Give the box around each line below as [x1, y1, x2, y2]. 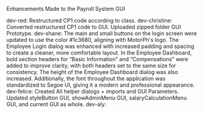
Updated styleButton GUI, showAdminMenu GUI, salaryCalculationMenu [6, 94, 187, 101]
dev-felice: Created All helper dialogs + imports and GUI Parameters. [6, 88, 179, 95]
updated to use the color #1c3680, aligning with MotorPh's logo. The [6, 36, 179, 43]
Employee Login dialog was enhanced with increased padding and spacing [6, 42, 194, 50]
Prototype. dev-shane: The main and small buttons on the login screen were [6, 30, 197, 37]
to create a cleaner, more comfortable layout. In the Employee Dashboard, [6, 49, 192, 56]
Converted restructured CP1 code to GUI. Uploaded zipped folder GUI [6, 24, 181, 30]
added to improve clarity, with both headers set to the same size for [6, 62, 177, 69]
